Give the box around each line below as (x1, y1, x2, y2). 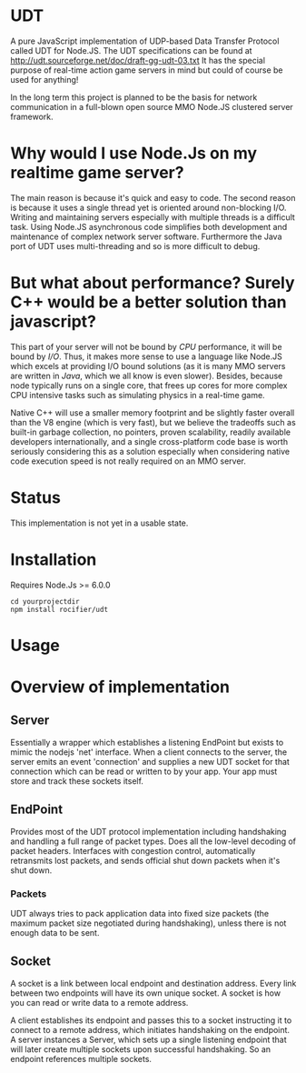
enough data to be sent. (10, 927, 100, 938)
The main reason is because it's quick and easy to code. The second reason (10, 192, 296, 203)
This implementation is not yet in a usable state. (10, 517, 189, 528)
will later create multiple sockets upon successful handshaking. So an (10, 1043, 271, 1055)
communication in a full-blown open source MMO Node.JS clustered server (10, 101, 293, 112)
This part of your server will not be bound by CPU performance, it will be (10, 341, 282, 352)
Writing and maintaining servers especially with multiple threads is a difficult (10, 211, 296, 223)
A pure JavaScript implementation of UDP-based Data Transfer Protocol (10, 35, 280, 46)
